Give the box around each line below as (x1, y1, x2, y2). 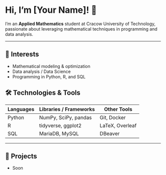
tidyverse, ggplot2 (39, 122, 82, 129)
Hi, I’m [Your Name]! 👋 (5, 4, 97, 16)
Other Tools (104, 105, 132, 112)
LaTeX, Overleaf (99, 122, 137, 129)
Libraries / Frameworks (39, 105, 95, 112)
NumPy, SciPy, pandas (39, 114, 92, 121)
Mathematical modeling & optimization (12, 63, 90, 69)
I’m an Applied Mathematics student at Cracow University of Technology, (5, 21, 156, 27)
